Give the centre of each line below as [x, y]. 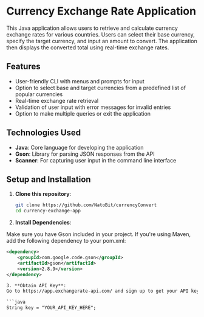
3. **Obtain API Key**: [36, 285]
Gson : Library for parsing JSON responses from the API [85, 154]
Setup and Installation [49, 179]
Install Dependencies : [43, 223]
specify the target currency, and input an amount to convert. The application [102, 41]
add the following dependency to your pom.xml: [66, 241]
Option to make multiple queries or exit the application [83, 113]
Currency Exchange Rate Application [101, 11]
